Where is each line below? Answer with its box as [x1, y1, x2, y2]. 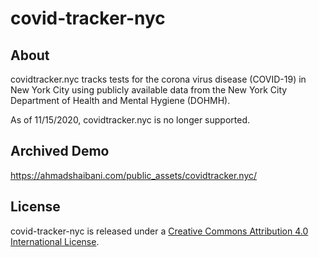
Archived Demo [10, 143, 110, 160]
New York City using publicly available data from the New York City [10, 84, 288, 96]
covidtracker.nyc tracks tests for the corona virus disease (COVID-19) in [10, 73, 307, 85]
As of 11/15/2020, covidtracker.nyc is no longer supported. [10, 114, 250, 126]
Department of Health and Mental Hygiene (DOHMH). [10, 95, 231, 106]
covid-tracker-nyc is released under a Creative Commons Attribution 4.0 [10, 225, 309, 237]
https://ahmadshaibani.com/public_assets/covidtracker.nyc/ [10, 169, 258, 181]
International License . [10, 235, 100, 247]
